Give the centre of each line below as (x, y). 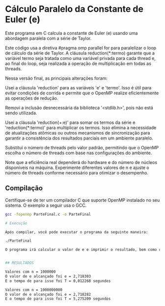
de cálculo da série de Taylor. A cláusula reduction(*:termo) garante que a (80, 53)
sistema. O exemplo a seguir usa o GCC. (46, 205)
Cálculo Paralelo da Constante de (74, 9)
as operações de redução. (32, 98)
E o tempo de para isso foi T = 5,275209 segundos (58, 299)
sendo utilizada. (21, 113)
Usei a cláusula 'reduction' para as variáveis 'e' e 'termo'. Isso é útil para (78, 87)
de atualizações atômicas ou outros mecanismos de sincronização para (78, 133)
